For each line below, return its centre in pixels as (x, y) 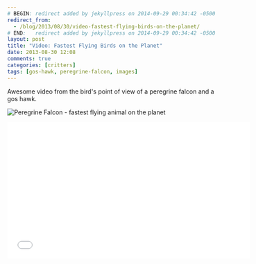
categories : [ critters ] (42, 65)
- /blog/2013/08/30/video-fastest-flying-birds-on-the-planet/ (106, 26)
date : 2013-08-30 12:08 (42, 53)
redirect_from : (29, 20)
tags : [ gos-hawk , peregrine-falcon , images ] (72, 71)
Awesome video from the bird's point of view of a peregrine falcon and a (111, 91)
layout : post (26, 39)
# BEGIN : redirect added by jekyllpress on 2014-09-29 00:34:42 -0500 (111, 14)
